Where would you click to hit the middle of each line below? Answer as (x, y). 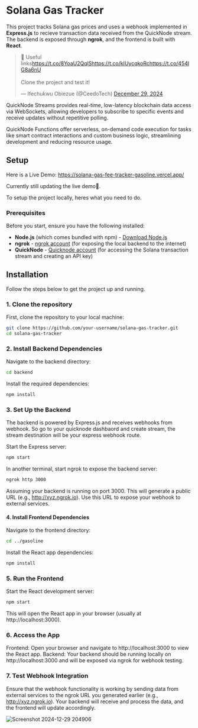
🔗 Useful (31, 57)
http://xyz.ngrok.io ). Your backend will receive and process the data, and (95, 701)
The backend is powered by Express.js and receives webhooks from (89, 423)
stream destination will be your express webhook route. (74, 435)
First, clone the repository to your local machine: (65, 317)
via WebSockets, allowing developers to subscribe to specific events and (95, 111)
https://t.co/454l (169, 63)
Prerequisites (26, 212)
